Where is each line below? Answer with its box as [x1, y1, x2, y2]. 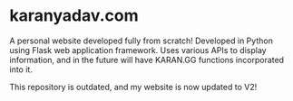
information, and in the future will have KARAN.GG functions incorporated [9, 54, 284, 65]
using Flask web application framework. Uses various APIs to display [9, 44, 267, 55]
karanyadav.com [9, 5, 139, 26]
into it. [9, 64, 34, 75]
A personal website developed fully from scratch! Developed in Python [9, 35, 274, 46]
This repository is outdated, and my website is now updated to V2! [9, 81, 258, 92]
